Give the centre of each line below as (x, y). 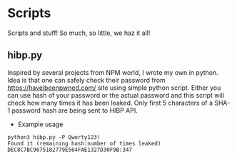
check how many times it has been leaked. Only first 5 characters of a (110, 103)
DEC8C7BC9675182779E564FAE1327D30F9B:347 (70, 150)
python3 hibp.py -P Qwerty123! (54, 137)
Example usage (40, 124)
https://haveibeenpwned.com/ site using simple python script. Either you (114, 88)
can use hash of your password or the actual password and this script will (116, 95)
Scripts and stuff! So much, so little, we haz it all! (79, 33)
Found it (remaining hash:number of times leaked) (84, 143)
